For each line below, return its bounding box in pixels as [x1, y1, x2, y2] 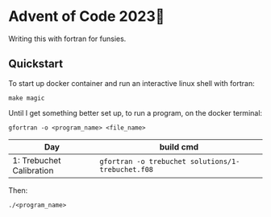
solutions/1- [190, 157, 240, 166]
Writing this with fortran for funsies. [8, 34, 127, 43]
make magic [8, 94, 45, 102]
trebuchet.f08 [99, 165, 154, 174]
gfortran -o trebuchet [99, 157, 187, 166]
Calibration [12, 165, 54, 176]
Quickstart [8, 57, 64, 71]
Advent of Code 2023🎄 [8, 7, 165, 26]
